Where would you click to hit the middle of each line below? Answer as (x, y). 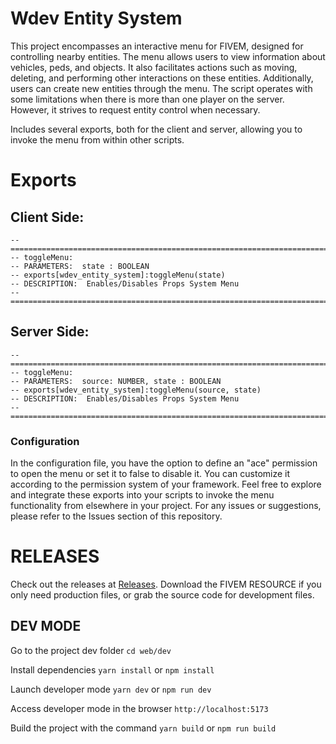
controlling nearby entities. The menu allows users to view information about (168, 56)
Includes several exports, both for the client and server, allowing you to (156, 129)
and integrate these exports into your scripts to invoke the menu (142, 495)
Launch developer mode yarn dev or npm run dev (111, 689)
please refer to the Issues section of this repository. (116, 516)
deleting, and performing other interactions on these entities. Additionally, (162, 78)
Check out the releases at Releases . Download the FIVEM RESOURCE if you (166, 584)
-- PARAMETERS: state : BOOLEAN (80, 266)
